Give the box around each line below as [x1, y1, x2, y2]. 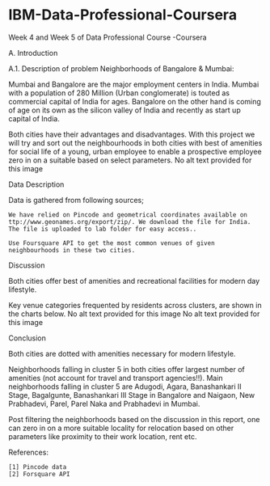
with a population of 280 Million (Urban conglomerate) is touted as [8, 87, 230, 98]
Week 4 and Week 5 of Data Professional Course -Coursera [8, 32, 208, 42]
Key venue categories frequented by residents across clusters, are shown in [8, 300, 262, 310]
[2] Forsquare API [8, 470, 70, 478]
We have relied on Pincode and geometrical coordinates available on [8, 210, 248, 219]
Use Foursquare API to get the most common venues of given [8, 239, 216, 247]
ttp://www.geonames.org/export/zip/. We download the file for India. [8, 218, 251, 226]
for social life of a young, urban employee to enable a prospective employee [8, 146, 262, 156]
